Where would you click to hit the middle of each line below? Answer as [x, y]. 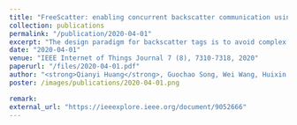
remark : [23, 99]
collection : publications [57, 26]
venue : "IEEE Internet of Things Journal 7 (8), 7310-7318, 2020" [134, 58]
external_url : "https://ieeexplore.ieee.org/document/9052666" [128, 107]
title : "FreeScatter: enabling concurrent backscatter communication [140, 17]
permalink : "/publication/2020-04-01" [80, 33]
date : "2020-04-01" [45, 50]
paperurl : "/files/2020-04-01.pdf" [75, 67]
